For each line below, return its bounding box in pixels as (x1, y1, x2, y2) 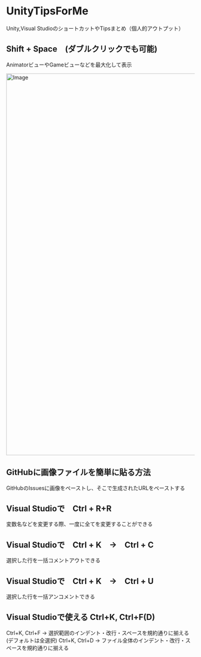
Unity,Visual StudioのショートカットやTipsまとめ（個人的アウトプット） (6, 25, 184, 32)
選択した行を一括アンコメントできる (6, 593, 96, 600)
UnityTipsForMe (6, 4, 89, 18)
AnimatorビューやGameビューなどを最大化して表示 (6, 61, 132, 68)
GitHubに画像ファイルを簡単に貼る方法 (6, 467, 151, 477)
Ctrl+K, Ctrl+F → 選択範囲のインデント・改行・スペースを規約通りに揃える (6, 629, 190, 636)
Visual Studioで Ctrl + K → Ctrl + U (6, 576, 154, 586)
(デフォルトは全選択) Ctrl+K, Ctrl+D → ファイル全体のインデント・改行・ (6, 637, 185, 644)
